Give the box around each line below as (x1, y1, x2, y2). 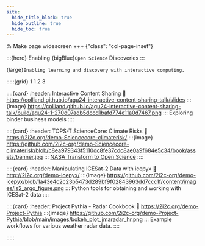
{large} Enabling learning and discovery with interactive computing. (6, 66, 185, 74)
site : (6, 9, 20, 15)
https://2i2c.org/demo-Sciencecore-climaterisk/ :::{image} (6, 134, 154, 141)
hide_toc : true (12, 26, 51, 32)
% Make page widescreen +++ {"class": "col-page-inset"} (6, 43, 154, 50)
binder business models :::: (6, 116, 74, 123)
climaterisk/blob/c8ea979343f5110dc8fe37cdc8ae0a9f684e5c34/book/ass (6, 147, 196, 154)
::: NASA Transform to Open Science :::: (44, 153, 144, 161)
